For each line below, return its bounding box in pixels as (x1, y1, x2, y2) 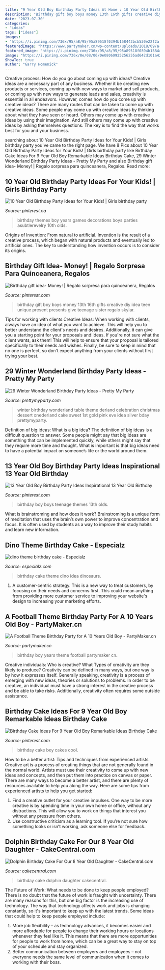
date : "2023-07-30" (5, 16, 45, 21)
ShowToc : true (5, 57, 34, 62)
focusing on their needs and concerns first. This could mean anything (12, 588, 154, 594)
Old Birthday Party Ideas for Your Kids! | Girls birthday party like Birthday (5, 148, 152, 154)
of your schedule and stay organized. (12, 943, 88, 949)
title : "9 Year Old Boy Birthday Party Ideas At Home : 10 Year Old (5, 7, 148, 12)
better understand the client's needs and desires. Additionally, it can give (5, 327, 153, 333)
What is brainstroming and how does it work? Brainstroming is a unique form (5, 511, 160, 517)
